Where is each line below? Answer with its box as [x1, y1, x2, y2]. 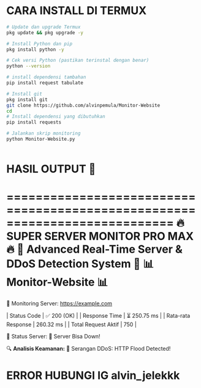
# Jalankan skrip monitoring [6, 130, 81, 136]
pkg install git [6, 96, 48, 103]
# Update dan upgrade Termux [6, 24, 81, 30]
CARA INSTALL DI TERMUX [6, 4, 147, 18]
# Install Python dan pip [6, 40, 72, 47]
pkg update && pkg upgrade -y [6, 29, 84, 35]
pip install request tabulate [6, 80, 84, 86]
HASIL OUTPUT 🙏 [6, 162, 96, 176]
